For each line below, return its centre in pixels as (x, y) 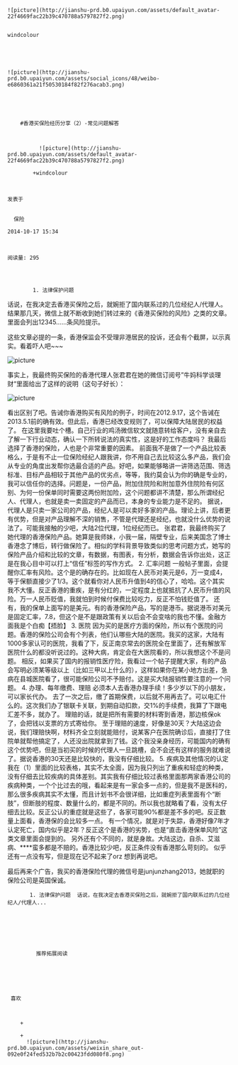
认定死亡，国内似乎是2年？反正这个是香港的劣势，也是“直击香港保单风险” (114, 830)
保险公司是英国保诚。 (38, 880)
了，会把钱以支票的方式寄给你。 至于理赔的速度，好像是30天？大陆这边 (112, 723)
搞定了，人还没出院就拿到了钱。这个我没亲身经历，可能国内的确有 (134, 741)
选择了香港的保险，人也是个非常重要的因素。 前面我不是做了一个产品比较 (114, 448)
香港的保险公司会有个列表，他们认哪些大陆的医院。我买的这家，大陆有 (122, 634)
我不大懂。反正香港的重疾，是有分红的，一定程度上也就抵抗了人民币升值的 (116, 590)
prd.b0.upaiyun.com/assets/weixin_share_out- (75, 1048)
